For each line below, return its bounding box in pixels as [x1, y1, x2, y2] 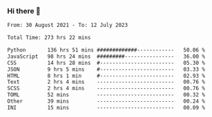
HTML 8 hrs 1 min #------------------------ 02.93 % [7, 72, 206, 79]
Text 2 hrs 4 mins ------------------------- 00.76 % [7, 78, 206, 85]
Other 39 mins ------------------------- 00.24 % [7, 98, 206, 105]
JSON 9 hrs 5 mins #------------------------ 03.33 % [7, 65, 206, 73]
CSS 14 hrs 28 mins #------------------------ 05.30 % [7, 59, 206, 66]
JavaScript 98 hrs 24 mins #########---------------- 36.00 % [7, 53, 206, 60]
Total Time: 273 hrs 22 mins [7, 34, 91, 41]
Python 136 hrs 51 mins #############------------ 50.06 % [7, 47, 206, 54]
